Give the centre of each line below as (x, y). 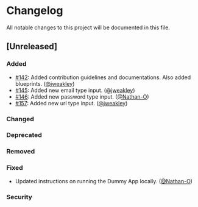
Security (19, 197)
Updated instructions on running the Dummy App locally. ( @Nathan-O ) (104, 181)
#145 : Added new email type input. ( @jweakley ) (75, 90)
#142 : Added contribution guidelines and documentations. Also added (103, 77)
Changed (20, 119)
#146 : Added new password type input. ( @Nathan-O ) (82, 96)
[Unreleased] (32, 47)
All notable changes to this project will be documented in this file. (88, 27)
